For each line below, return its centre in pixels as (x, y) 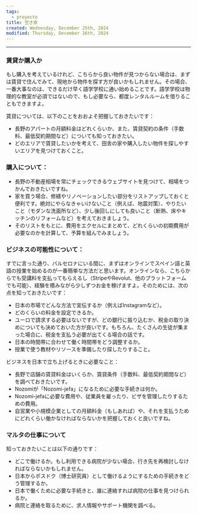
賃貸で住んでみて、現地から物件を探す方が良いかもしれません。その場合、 (101, 82)
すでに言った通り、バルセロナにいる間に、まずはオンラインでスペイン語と (96, 263)
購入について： (27, 167)
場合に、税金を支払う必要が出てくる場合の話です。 (86, 335)
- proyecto (25, 17)
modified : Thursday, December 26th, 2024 (57, 33)
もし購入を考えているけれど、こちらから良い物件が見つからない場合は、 (93, 75)
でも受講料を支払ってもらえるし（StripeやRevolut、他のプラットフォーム (98, 278)
